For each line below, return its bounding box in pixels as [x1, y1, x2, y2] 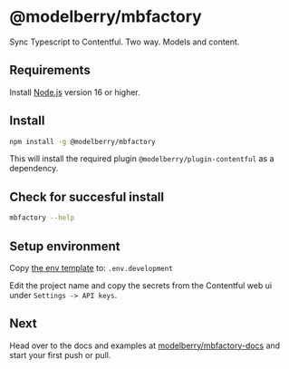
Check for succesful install [9, 189, 165, 205]
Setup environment [9, 238, 120, 254]
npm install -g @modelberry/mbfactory [9, 137, 156, 146]
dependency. [9, 163, 59, 174]
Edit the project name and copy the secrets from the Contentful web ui [9, 279, 273, 291]
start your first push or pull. [9, 349, 111, 360]
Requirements [9, 63, 91, 78]
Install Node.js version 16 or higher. [9, 86, 140, 97]
